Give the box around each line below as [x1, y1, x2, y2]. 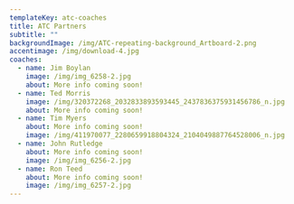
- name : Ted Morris [17, 88, 91, 97]
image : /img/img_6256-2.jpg [25, 155, 131, 165]
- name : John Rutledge [17, 139, 103, 148]
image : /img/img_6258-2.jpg [25, 72, 131, 81]
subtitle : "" [9, 30, 59, 39]
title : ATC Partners [9, 22, 88, 31]
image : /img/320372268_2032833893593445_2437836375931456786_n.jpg [25, 97, 285, 107]
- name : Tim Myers [17, 114, 88, 123]
